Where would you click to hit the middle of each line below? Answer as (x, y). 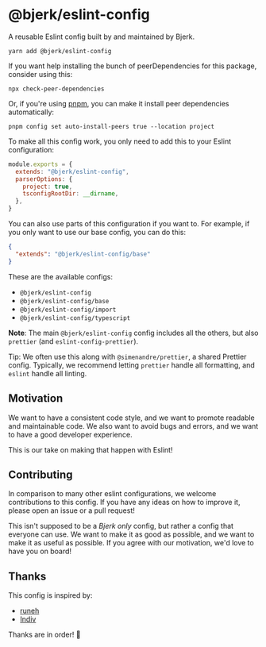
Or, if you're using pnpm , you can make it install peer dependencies (119, 103)
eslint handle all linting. (48, 373)
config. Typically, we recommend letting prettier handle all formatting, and (132, 365)
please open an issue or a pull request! (71, 510)
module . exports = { (40, 164)
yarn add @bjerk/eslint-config (60, 51)
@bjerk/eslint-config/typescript (75, 318)
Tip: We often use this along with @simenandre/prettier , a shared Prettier (127, 356)
